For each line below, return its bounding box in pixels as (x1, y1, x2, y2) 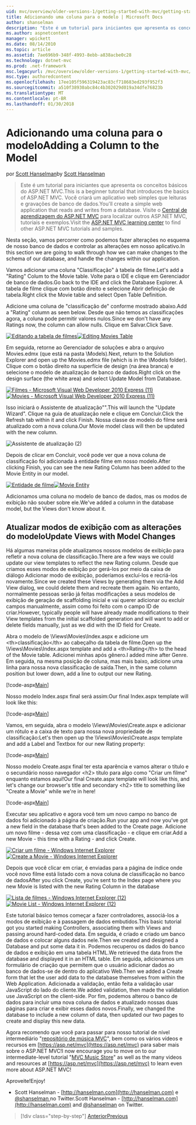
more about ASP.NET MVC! (6, 1066, 72, 1074)
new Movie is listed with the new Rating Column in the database (6, 883, 159, 890)
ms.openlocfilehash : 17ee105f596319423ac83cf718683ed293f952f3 (6, 80, 163, 85)
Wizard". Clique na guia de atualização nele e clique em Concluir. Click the (6, 410, 184, 417)
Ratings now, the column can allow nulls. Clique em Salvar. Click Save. (6, 321, 173, 328)
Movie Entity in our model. (6, 470, 69, 477)
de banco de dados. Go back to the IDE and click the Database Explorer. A (6, 279, 183, 286)
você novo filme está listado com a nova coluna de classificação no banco (6, 871, 185, 878)
